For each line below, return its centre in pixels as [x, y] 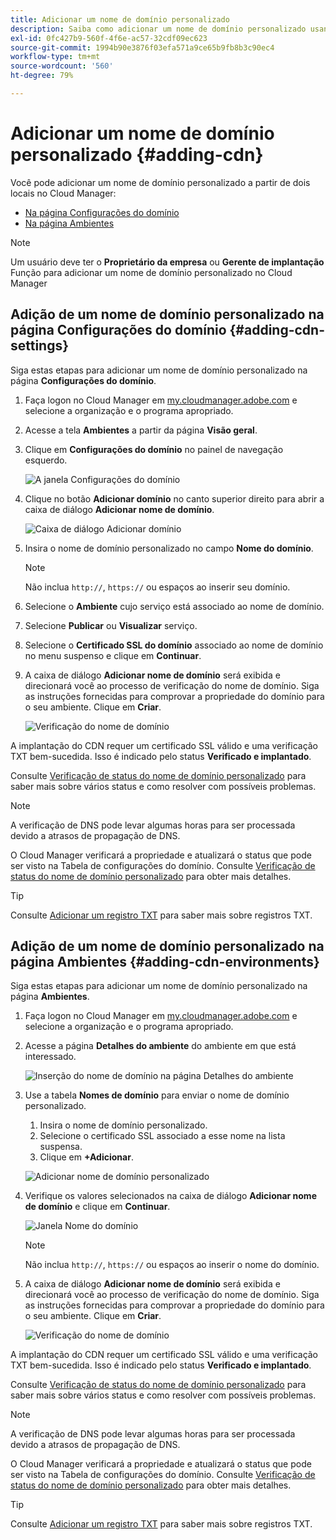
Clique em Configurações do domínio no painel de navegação [154, 449]
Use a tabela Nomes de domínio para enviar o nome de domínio [157, 1095]
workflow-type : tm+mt [55, 57]
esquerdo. [46, 460]
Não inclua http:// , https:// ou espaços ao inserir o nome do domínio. [172, 1265]
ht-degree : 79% [42, 76]
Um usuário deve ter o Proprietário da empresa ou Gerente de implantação [167, 262]
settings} [40, 346]
